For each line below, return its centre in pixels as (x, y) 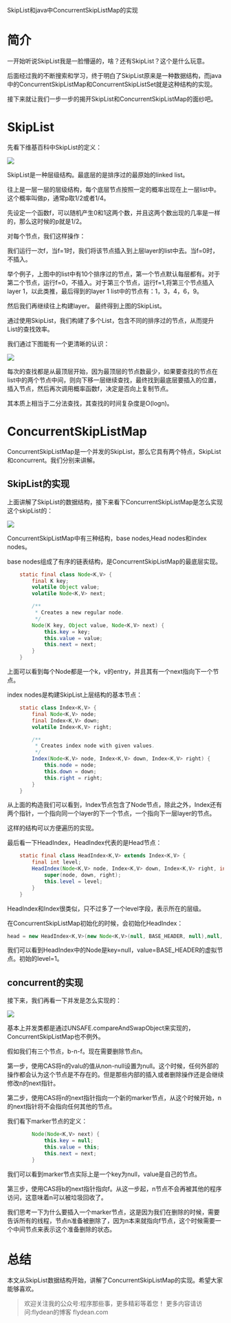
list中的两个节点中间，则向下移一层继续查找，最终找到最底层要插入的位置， (113, 380)
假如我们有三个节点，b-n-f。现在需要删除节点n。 (77, 1051)
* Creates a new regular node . (80, 613)
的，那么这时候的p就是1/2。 (46, 221)
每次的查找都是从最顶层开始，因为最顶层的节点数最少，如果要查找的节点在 (112, 371)
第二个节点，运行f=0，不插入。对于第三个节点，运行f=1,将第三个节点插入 (111, 282)
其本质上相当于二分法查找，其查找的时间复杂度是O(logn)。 (90, 403)
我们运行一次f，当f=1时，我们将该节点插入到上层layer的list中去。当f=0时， (113, 250)
